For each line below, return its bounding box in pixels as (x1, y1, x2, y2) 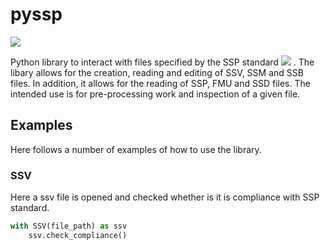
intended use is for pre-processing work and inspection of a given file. (10, 88, 301, 100)
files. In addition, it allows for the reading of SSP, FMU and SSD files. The (10, 77, 311, 89)
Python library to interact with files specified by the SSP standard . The (10, 56, 315, 68)
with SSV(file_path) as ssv (10, 221, 128, 232)
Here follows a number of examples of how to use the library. (10, 143, 262, 155)
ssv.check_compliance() (28, 230, 128, 240)
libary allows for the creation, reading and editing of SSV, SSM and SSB (10, 66, 304, 78)
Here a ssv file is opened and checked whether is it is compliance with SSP (10, 191, 320, 203)
